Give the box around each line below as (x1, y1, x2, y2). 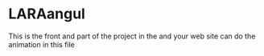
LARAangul (8, 5, 86, 23)
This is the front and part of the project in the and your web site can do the (8, 31, 256, 41)
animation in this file (8, 39, 75, 49)
